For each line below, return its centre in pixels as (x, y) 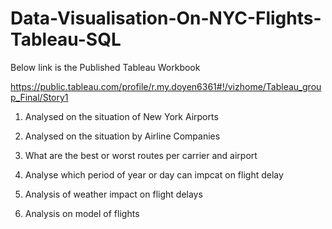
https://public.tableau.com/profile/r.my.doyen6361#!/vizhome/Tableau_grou (166, 86)
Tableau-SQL (66, 39)
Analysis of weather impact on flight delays (113, 194)
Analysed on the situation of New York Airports (121, 116)
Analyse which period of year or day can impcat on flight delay (154, 174)
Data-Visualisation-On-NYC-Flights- (166, 18)
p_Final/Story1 (39, 97)
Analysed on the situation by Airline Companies (122, 136)
